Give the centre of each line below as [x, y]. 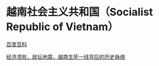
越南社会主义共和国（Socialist [79, 12]
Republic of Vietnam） [62, 27]
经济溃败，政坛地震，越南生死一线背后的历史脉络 [66, 57]
